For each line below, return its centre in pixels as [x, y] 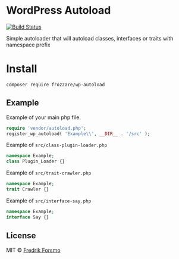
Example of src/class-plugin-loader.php [57, 145]
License [21, 236]
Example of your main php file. [44, 117]
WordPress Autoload [59, 10]
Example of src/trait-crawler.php [49, 173]
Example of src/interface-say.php [49, 201]
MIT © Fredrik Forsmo [33, 250]
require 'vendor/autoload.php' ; [46, 128]
